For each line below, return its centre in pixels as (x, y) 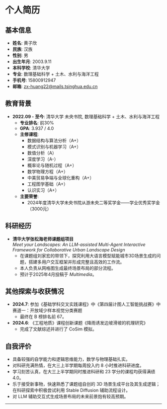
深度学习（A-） (43, 159)
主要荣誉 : (29, 196)
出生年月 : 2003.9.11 (32, 62)
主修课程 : (29, 134)
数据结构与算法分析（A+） (54, 140)
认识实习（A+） (43, 190)
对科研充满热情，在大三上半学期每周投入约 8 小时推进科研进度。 (78, 365)
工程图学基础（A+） (47, 184)
